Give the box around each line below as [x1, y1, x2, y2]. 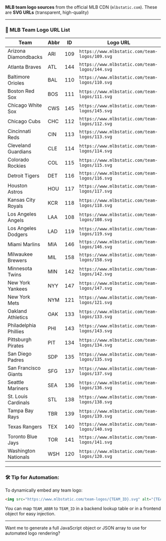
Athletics [7, 314, 28, 321]
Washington [7, 448, 36, 454]
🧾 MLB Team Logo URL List [5, 26, 70, 33]
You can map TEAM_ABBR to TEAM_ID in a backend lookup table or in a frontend [5, 505, 161, 511]
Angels [7, 217, 24, 224]
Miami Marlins [7, 241, 41, 248]
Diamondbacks [7, 54, 43, 61]
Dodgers [7, 231, 28, 238]
